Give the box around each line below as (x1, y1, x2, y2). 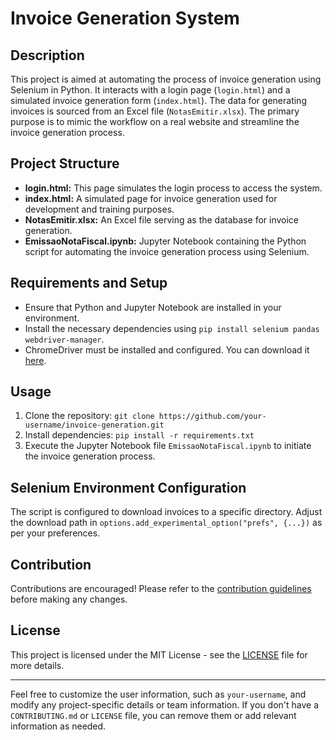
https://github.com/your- (158, 412, 267, 422)
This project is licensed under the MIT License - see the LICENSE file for (10, 648, 308, 661)
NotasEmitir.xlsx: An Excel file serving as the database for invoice (24, 213, 299, 226)
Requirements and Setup (10, 275, 168, 292)
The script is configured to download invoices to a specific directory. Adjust (10, 506, 323, 518)
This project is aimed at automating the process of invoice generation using (10, 73, 322, 85)
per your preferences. (10, 527, 101, 539)
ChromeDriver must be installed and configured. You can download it (24, 343, 310, 356)
